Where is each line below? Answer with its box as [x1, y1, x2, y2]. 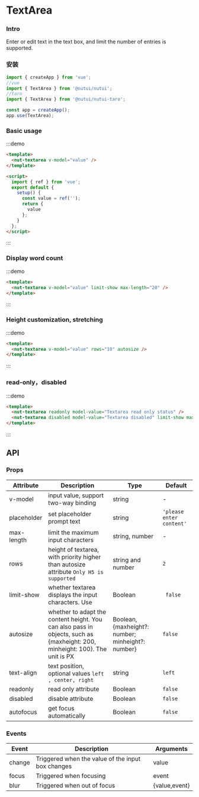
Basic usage [6, 126, 43, 135]
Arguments [155, 745, 188, 753]
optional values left [48, 669, 104, 677]
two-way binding [48, 498, 97, 507]
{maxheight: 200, [48, 637, 97, 646]
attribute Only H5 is [48, 567, 104, 576]
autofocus [9, 707, 37, 716]
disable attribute [48, 694, 94, 703]
